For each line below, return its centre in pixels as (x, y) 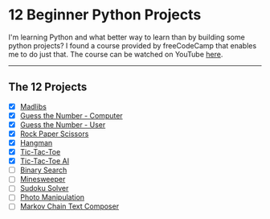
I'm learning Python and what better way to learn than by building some (127, 37)
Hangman (36, 143)
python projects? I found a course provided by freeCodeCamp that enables (133, 45)
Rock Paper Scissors (54, 134)
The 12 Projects (48, 87)
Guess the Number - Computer (71, 115)
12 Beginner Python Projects (105, 15)
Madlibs (33, 106)
